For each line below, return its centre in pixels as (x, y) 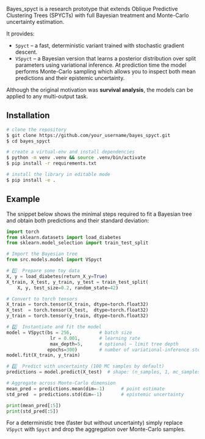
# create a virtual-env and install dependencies (71, 152)
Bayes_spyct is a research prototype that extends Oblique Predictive (92, 9)
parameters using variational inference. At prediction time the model (101, 65)
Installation (28, 116)
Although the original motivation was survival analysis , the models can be (100, 90)
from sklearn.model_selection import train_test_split (77, 243)
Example (23, 199)
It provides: (20, 34)
